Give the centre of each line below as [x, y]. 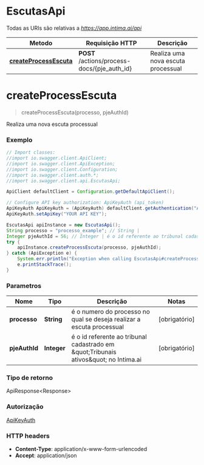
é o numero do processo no [111, 312]
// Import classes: [31, 153]
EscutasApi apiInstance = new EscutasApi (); [63, 225]
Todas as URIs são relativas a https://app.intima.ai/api [74, 28]
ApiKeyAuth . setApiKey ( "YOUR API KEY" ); [57, 214]
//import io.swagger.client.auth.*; [53, 175]
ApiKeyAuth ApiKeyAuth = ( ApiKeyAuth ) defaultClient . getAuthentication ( [100, 208]
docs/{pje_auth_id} [105, 68]
